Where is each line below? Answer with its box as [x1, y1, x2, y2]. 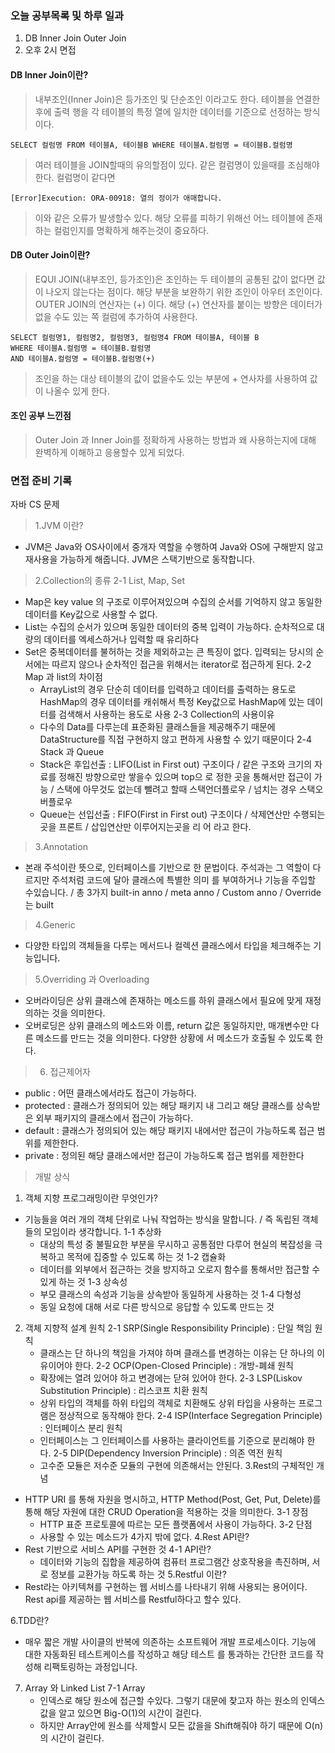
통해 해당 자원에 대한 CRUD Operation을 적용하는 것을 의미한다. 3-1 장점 [24, 1506, 309, 1518]
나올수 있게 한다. [45, 385, 110, 397]
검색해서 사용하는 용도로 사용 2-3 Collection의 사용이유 [58, 708, 275, 721]
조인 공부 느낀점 [10, 410, 72, 422]
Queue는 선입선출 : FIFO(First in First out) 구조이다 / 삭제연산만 [39, 808, 291, 821]
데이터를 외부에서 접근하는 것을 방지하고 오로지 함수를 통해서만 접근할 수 [39, 1263, 321, 1276]
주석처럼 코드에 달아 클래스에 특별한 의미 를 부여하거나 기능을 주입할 [51, 874, 317, 886]
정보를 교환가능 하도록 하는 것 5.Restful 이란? [50, 1568, 227, 1581]
